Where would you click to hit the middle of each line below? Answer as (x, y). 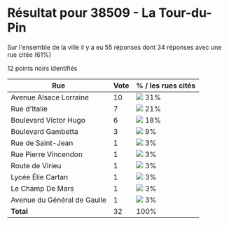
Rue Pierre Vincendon (47, 154)
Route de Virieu (36, 165)
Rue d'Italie (29, 109)
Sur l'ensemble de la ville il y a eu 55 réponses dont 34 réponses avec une (114, 47)
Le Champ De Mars (42, 189)
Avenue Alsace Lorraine (50, 97)
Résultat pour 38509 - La (82, 13)
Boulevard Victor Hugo (48, 120)
